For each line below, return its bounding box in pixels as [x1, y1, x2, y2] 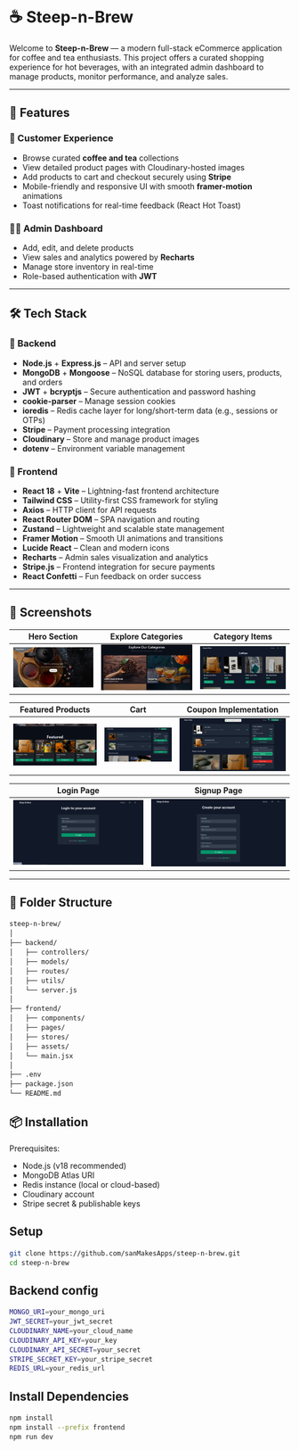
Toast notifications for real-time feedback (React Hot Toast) [21, 200, 242, 211]
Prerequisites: [9, 1143, 61, 1154]
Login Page [57, 785, 100, 796]
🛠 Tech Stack [9, 306, 87, 321]
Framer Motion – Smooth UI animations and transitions [21, 533, 224, 543]
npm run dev [9, 1432, 53, 1441]
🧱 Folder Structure [9, 894, 113, 910]
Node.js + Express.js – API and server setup [21, 358, 187, 369]
